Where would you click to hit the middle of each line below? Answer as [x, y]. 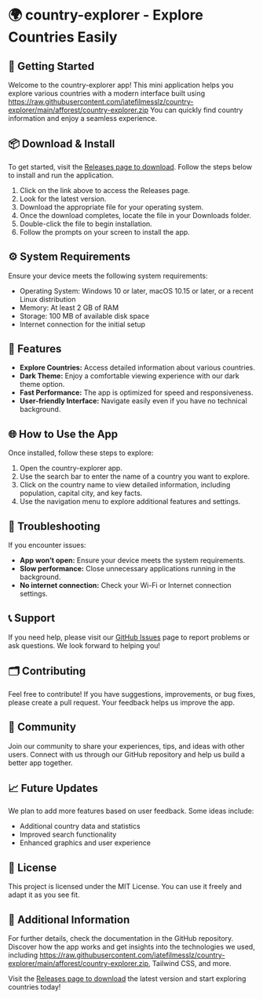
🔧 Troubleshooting [54, 526]
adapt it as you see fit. [44, 895]
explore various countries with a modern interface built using [107, 93]
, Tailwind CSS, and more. [190, 963]
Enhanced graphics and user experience [85, 843]
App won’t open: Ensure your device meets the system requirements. [132, 560]
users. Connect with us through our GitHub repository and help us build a [127, 754]
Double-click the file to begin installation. [86, 224]
